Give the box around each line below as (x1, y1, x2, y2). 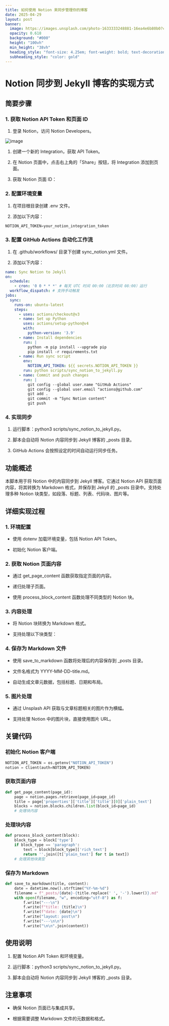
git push (27, 401, 46, 406)
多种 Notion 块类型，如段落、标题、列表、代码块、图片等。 (9, 491, 132, 497)
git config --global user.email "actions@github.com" (27, 387, 143, 392)
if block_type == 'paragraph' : (14, 842, 80, 848)
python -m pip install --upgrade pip (27, 344, 107, 350)
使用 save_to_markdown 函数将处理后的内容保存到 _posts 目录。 (12, 657, 146, 664)
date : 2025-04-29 (5, 12, 42, 17)
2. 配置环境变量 (5, 190, 43, 197)
